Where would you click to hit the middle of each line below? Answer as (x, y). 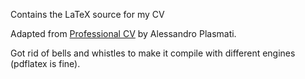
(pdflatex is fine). (45, 63)
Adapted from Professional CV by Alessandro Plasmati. (123, 33)
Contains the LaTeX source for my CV (87, 14)
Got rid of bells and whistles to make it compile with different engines (153, 53)
